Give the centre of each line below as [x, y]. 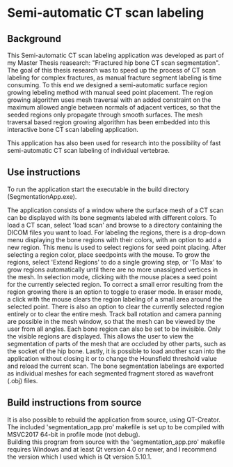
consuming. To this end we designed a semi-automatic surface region [107, 85]
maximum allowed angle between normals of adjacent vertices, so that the [114, 107]
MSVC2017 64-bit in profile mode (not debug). [74, 434]
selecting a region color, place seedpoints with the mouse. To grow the [109, 254]
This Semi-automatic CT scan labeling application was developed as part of [116, 55]
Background [34, 39]
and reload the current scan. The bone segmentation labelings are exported [116, 366]
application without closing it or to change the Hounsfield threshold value [112, 358]
